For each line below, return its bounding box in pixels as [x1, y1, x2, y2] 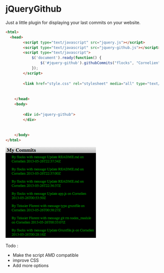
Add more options [12, 263, 49, 269]
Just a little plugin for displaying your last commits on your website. [5, 20, 141, 25]
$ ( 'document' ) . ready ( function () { [31, 55, 102, 61]
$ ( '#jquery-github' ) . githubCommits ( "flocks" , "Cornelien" [40, 61, 161, 65]
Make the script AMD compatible [12, 252, 79, 258]
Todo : [5, 243, 18, 249]
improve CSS [12, 257, 39, 263]
